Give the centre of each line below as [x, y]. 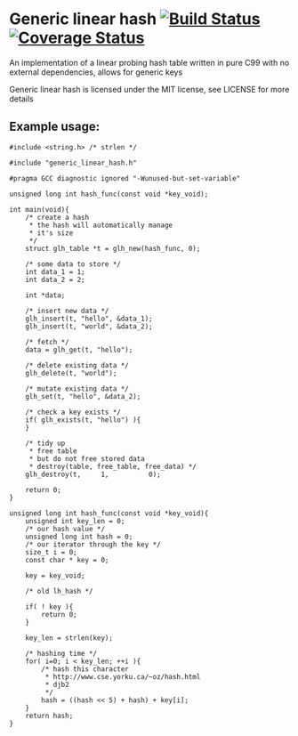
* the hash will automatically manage [101, 225]
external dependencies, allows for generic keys [96, 72]
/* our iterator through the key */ [93, 544]
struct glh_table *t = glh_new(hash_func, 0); [113, 248]
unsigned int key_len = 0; [75, 521]
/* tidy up [45, 443]
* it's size [51, 233]
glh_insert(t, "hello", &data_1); [89, 319]
